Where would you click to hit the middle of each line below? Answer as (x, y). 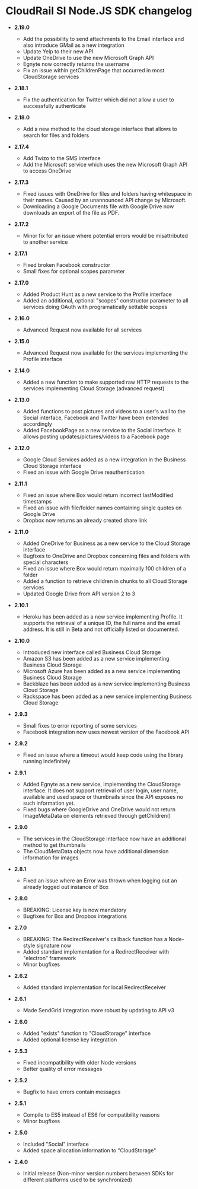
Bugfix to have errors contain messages (72, 1092)
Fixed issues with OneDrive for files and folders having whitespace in (107, 193)
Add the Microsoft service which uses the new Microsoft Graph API (105, 164)
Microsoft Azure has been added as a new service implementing (102, 671)
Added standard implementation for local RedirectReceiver (95, 987)
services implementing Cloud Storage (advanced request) (94, 388)
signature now (54, 945)
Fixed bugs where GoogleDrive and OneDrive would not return (99, 809)
